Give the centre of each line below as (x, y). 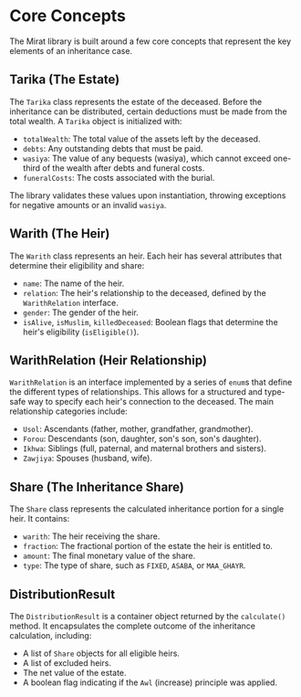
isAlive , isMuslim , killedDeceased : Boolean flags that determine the (150, 322)
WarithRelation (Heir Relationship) (109, 360)
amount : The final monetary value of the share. (109, 556)
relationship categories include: (68, 411)
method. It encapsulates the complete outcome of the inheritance (133, 626)
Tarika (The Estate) (65, 80)
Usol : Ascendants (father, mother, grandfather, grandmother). (138, 429)
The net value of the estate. (74, 673)
